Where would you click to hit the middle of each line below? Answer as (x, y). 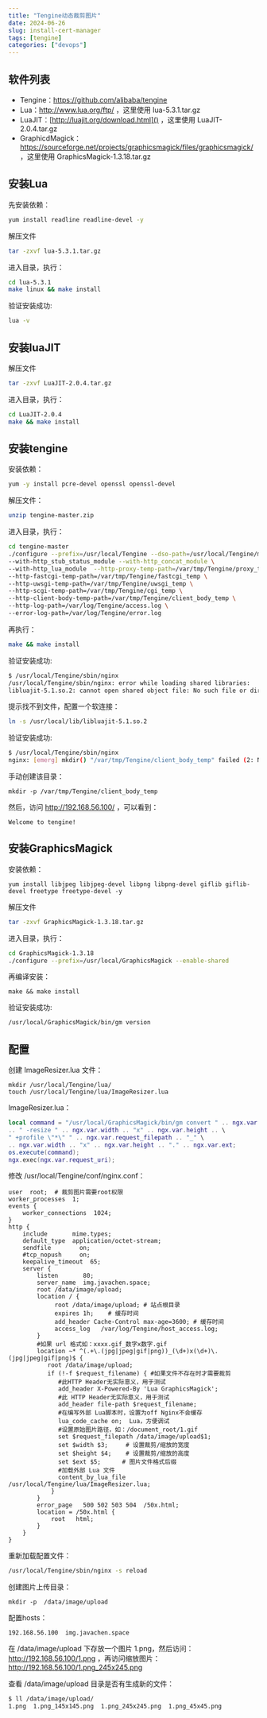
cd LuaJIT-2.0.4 (35, 414)
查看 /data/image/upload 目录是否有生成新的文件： (91, 1684)
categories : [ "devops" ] (48, 45)
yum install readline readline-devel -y (76, 219)
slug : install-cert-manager (55, 30)
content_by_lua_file (92, 1478)
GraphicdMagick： (50, 138)
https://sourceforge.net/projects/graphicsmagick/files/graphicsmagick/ (136, 147)
